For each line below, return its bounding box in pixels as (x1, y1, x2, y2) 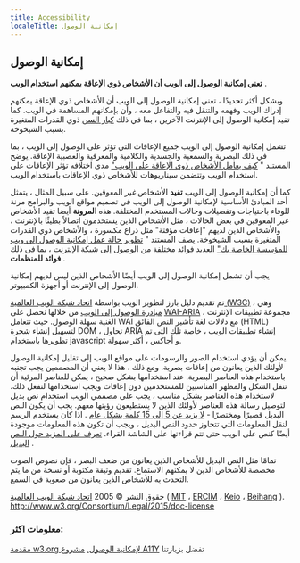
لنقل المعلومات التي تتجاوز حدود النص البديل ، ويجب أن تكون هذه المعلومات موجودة (10, 418, 288, 429)
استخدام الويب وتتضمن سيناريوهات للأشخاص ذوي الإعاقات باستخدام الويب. (10, 170, 258, 180)
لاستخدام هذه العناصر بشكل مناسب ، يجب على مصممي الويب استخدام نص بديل (10, 390, 275, 402)
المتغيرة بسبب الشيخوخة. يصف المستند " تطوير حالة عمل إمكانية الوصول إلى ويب (10, 234, 281, 245)
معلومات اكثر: (10, 523, 64, 535)
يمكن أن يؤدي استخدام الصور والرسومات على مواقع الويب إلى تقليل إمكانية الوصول (10, 352, 287, 363)
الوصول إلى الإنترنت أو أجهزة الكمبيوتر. (10, 280, 139, 291)
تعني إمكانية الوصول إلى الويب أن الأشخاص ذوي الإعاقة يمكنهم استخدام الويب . (10, 78, 267, 89)
